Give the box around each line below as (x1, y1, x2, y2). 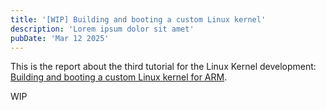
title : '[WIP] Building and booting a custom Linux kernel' (10, 14, 267, 25)
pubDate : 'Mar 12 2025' (10, 33, 110, 43)
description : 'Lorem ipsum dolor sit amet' (10, 24, 195, 34)
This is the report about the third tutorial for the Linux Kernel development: (10, 61, 317, 73)
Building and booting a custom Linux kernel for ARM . (10, 71, 228, 83)
